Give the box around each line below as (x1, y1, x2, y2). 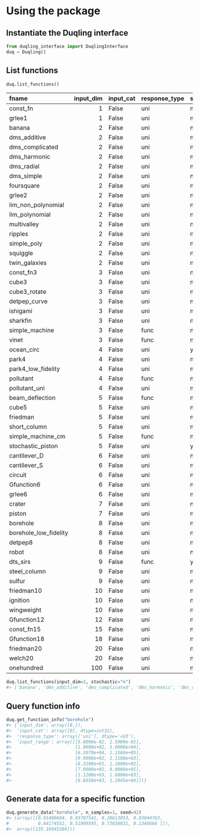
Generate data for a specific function (6, 793, 145, 804)
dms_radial (9, 162, 40, 170)
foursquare (9, 182, 40, 190)
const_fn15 (9, 625, 41, 633)
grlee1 (9, 114, 28, 122)
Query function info (6, 701, 81, 711)
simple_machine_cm (9, 432, 66, 440)
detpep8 (9, 538, 33, 547)
